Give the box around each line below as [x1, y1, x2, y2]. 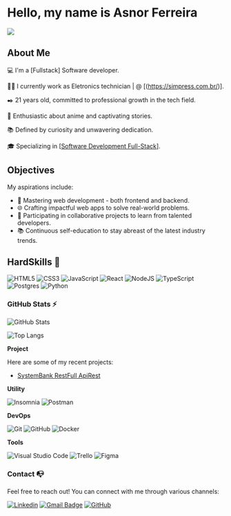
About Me [7, 47, 50, 59]
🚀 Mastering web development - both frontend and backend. [17, 196, 190, 204]
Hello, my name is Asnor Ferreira [7, 5, 198, 21]
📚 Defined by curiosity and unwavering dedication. [7, 126, 154, 134]
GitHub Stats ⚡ [7, 299, 57, 309]
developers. [17, 219, 52, 227]
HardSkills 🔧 [7, 256, 61, 268]
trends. [17, 236, 38, 244]
